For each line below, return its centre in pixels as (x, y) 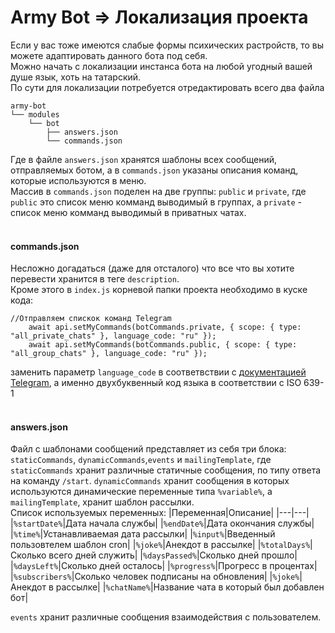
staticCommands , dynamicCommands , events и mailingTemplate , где (141, 460)
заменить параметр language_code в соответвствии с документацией (158, 372)
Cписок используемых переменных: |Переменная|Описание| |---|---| (160, 513)
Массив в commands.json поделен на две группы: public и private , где (158, 191)
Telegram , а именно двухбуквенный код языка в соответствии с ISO (156, 383)
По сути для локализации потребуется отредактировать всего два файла (167, 87)
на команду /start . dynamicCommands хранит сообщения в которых (150, 481)
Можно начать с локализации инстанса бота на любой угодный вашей (161, 66)
